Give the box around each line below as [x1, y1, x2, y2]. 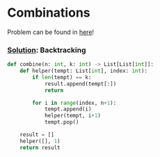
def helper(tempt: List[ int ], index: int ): [19, 67, 148, 74]
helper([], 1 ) [19, 138, 61, 144]
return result [19, 144, 61, 151]
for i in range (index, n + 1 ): [32, 99, 117, 106]
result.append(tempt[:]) [44, 80, 117, 88]
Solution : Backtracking [7, 45, 86, 55]
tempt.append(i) [44, 106, 92, 113]
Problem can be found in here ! [7, 28, 95, 36]
